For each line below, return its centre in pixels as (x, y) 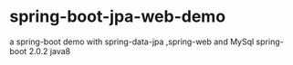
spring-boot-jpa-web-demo (118, 17)
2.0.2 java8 (50, 51)
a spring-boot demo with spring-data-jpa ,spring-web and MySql (132, 42)
